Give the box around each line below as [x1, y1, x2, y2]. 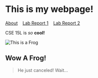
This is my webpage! [5, 3, 94, 15]
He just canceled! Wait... [17, 67, 68, 73]
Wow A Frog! [5, 54, 47, 62]
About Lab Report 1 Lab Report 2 [5, 20, 80, 26]
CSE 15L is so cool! [5, 29, 45, 35]
